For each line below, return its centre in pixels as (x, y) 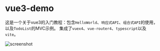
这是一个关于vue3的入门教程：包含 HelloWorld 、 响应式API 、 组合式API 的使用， (81, 22)
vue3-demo (30, 8)
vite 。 (12, 34)
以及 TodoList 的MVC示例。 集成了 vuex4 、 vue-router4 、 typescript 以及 (76, 28)
